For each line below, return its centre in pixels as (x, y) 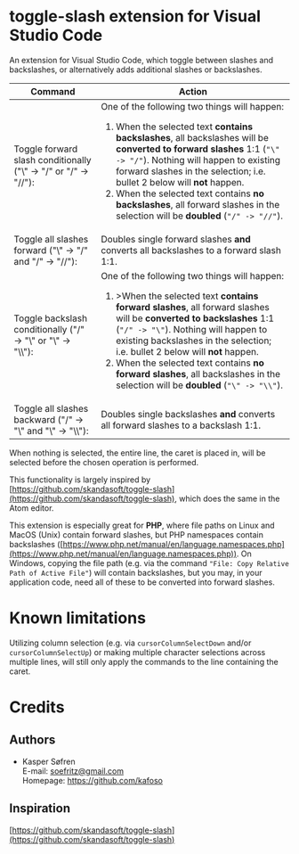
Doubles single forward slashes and (176, 239)
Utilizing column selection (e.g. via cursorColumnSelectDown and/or (130, 643)
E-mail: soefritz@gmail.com (73, 771)
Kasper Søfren (48, 761)
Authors (32, 740)
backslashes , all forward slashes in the (198, 204)
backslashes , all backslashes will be (192, 137)
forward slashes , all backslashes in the (198, 374)
